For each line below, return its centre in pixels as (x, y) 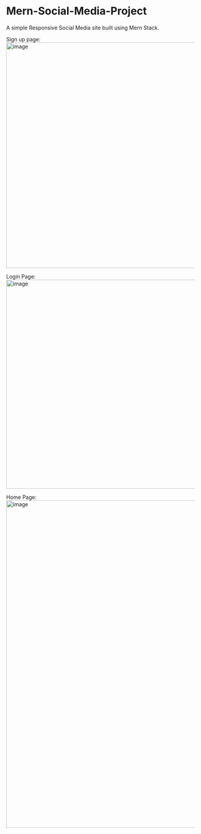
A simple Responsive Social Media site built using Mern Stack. (83, 28)
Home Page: (22, 497)
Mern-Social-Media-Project (77, 11)
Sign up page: (23, 39)
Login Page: (21, 276)
